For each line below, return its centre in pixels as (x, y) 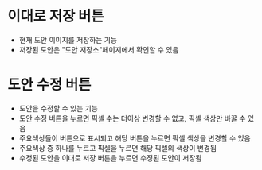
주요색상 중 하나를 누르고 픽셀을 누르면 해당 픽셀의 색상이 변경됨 (117, 148)
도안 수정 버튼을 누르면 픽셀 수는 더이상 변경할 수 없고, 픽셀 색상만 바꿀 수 (132, 118)
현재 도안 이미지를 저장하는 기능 (68, 40)
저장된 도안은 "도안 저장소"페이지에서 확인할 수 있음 (99, 49)
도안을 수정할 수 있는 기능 (59, 108)
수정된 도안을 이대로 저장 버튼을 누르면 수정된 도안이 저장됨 (110, 158)
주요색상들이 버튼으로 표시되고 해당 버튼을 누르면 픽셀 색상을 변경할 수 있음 (135, 138)
